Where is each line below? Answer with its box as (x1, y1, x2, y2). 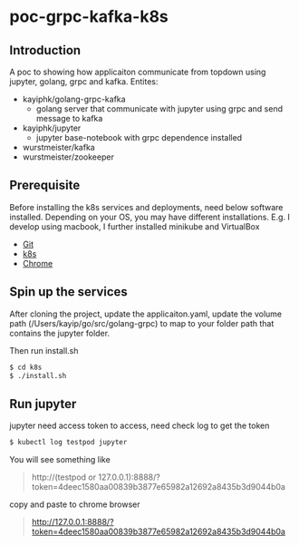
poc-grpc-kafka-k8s (9, 6, 169, 27)
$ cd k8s (9, 363, 43, 372)
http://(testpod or (31, 472, 97, 482)
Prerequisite (9, 178, 81, 193)
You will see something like (9, 454, 111, 465)
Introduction (9, 43, 82, 58)
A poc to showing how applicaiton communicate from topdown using (9, 66, 266, 77)
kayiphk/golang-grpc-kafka (22, 93, 126, 104)
